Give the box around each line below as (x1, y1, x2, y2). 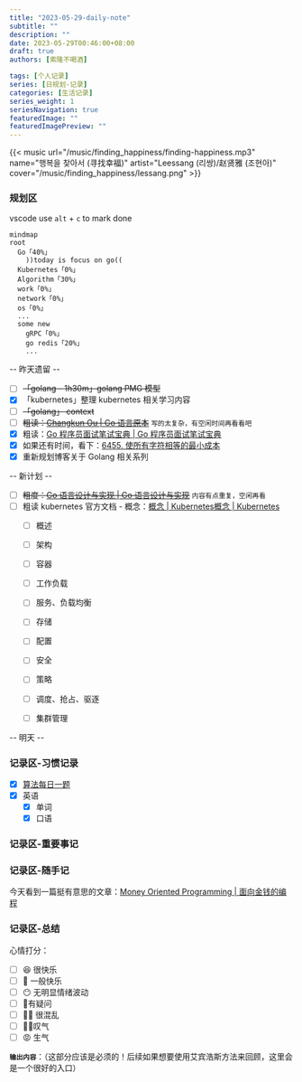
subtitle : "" (9, 22, 59, 31)
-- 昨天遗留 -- (9, 363, 60, 375)
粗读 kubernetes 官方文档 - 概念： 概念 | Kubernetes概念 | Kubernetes (22, 501, 280, 512)
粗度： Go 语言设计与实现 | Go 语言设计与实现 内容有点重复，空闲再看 (22, 489, 266, 500)
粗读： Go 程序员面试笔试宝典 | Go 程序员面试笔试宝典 (22, 428, 222, 439)
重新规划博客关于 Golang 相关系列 (22, 451, 149, 462)
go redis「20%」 (25, 339, 84, 348)
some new (17, 320, 50, 329)
